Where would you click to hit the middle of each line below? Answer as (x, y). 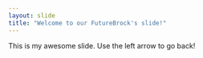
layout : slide (32, 15)
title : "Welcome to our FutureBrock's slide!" (87, 23)
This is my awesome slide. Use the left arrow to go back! (102, 45)
